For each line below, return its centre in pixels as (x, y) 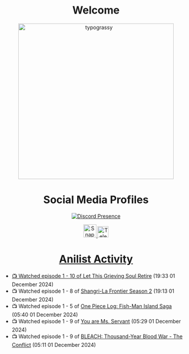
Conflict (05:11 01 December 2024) (54, 345)
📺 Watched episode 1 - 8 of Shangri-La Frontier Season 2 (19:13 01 (93, 291)
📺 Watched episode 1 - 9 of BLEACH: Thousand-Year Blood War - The (97, 336)
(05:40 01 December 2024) (45, 314)
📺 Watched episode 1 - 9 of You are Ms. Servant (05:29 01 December (96, 321)
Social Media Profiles (96, 200)
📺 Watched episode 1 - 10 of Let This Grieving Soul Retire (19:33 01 (93, 276)
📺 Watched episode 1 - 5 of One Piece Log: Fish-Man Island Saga (92, 306)
